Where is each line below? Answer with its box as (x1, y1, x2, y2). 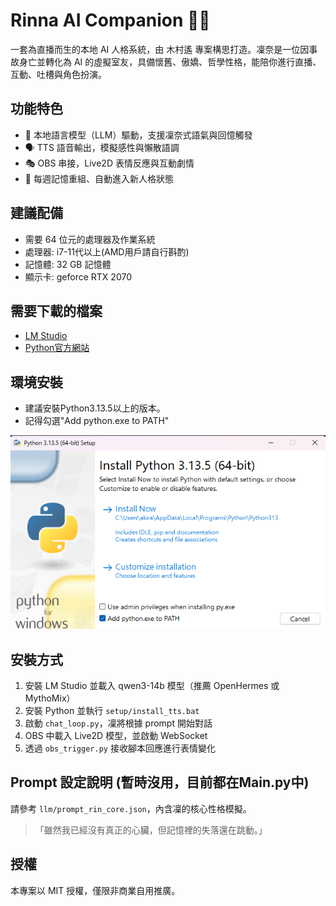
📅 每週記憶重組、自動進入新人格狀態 (24, 172, 174, 184)
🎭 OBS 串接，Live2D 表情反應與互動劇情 (24, 157, 195, 169)
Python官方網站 (24, 342, 90, 354)
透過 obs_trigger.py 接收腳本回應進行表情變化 (24, 742, 216, 754)
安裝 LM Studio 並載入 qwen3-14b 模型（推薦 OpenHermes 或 (24, 679, 280, 691)
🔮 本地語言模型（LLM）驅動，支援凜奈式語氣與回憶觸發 (24, 129, 253, 141)
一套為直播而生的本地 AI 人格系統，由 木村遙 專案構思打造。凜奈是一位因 (10, 43, 310, 55)
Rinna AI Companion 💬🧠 (10, 9, 211, 32)
